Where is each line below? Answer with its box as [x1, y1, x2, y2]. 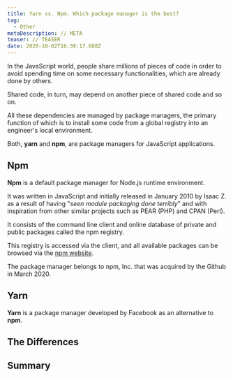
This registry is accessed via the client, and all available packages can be [7, 241, 218, 249]
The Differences [7, 336, 79, 348]
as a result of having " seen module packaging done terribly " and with [7, 199, 207, 208]
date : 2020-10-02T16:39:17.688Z [7, 43, 101, 50]
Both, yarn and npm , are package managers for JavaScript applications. [7, 140, 216, 147]
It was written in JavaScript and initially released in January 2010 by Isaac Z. [7, 191, 227, 200]
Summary [7, 360, 51, 372]
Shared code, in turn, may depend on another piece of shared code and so [7, 90, 222, 99]
